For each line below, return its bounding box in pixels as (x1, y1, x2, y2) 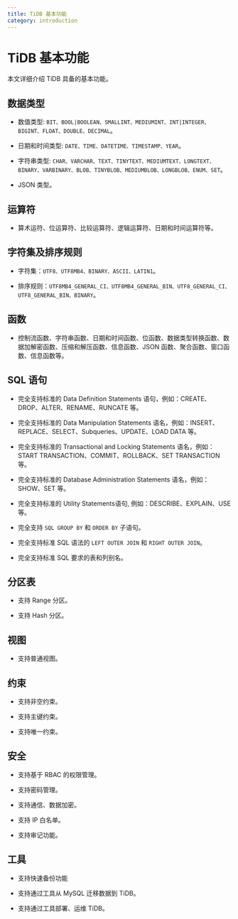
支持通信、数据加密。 (17, 800, 80, 809)
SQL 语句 (7, 374, 48, 386)
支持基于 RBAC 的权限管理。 (17, 770, 101, 778)
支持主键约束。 (17, 712, 62, 721)
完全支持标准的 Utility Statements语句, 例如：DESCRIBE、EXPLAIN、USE (17, 499, 231, 508)
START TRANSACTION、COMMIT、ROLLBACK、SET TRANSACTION (17, 451, 220, 459)
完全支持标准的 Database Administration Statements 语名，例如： (17, 475, 210, 484)
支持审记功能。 (17, 830, 62, 839)
